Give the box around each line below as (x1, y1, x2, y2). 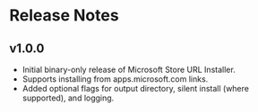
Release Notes (9, 5, 119, 26)
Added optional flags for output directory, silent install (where (21, 84, 249, 93)
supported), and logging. (21, 92, 115, 103)
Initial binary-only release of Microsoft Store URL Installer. (21, 64, 236, 75)
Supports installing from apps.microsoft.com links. (21, 74, 209, 84)
